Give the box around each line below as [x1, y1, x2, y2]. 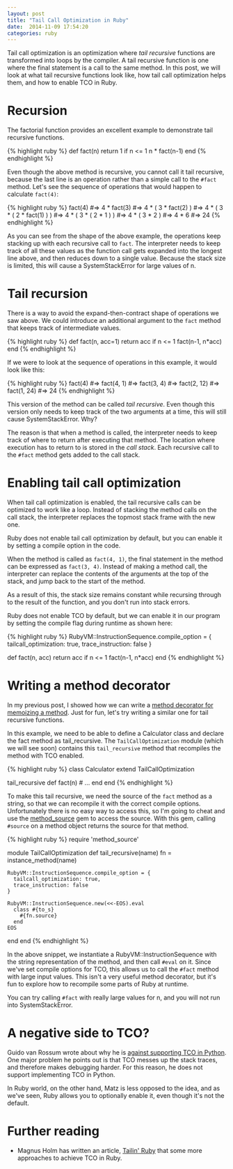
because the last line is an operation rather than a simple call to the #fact [7, 175, 217, 183]
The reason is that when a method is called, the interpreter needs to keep [7, 428, 218, 437]
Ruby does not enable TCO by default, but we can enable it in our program [7, 612, 220, 620]
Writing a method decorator [7, 678, 170, 694]
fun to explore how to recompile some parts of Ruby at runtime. [7, 980, 189, 988]
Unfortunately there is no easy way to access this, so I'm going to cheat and [7, 807, 225, 815]
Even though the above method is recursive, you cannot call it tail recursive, [7, 168, 225, 176]
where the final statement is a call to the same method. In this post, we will [7, 63, 220, 72]
